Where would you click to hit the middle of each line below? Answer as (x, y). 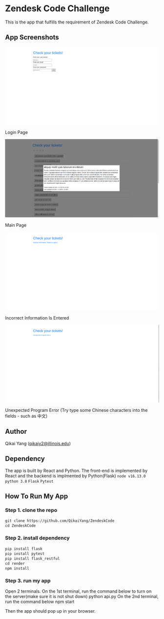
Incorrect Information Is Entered (37, 318)
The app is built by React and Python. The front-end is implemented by (76, 470)
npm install (17, 568)
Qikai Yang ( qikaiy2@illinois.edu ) (38, 443)
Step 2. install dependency (37, 538)
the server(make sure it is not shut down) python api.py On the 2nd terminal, (82, 596)
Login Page (17, 132)
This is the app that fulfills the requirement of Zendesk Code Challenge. (77, 22)
